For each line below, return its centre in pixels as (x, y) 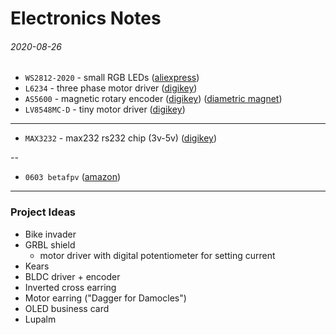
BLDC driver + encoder (72, 276)
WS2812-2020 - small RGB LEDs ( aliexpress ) (112, 78)
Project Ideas (43, 212)
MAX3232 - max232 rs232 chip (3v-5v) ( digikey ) (121, 138)
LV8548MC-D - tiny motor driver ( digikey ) (105, 109)
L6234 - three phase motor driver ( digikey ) (111, 88)
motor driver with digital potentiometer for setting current (157, 255)
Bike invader (50, 234)
